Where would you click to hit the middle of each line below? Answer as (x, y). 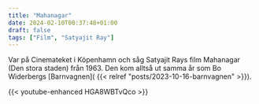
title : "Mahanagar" (40, 15)
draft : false (30, 30)
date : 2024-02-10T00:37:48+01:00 (63, 23)
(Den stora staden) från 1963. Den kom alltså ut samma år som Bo (115, 69)
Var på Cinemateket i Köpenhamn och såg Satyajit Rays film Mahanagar (124, 60)
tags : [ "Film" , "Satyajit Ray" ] (61, 37)
